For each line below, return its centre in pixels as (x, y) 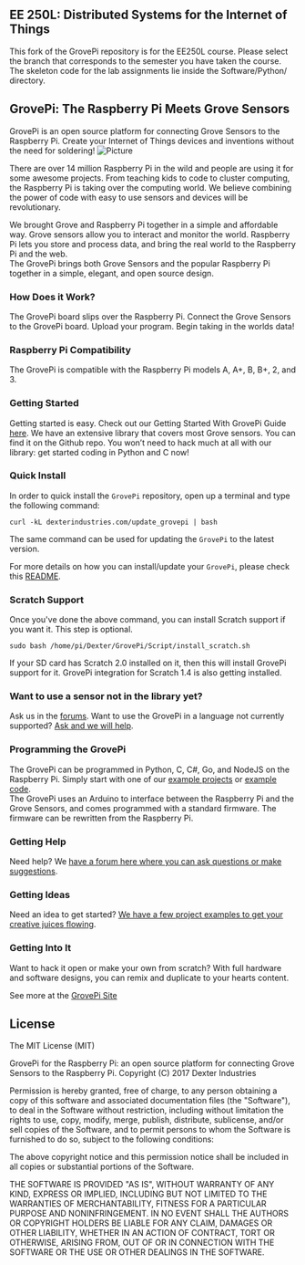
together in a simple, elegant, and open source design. (112, 273)
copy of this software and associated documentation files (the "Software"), (150, 1101)
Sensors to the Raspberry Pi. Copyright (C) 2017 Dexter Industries (133, 1073)
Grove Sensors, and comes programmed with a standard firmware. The (143, 808)
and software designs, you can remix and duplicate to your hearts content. (149, 977)
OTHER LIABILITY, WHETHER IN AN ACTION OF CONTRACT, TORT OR (142, 1233)
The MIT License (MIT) (52, 1046)
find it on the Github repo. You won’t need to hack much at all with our (141, 443)
